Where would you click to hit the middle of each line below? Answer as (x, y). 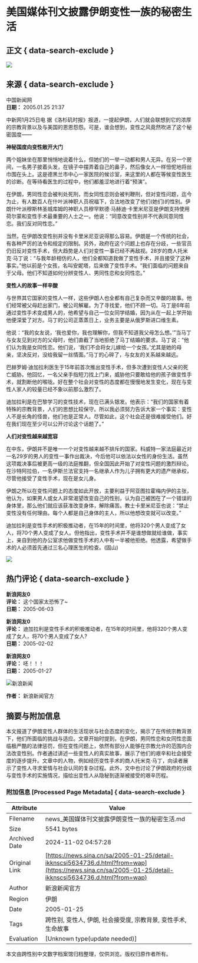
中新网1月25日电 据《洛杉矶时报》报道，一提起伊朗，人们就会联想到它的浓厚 (99, 120)
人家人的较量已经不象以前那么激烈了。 (57, 389)
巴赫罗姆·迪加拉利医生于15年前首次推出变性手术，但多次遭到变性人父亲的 (95, 367)
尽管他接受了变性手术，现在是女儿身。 (52, 478)
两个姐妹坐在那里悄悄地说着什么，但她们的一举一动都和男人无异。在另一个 (96, 159)
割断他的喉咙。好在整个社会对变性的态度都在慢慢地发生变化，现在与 (104, 382)
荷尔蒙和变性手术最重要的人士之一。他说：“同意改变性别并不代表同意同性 (95, 216)
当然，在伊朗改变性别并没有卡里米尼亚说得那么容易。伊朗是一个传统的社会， (99, 236)
